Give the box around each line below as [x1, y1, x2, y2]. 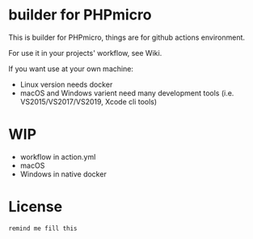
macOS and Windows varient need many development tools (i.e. [19, 87, 234, 98]
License [8, 198, 63, 216]
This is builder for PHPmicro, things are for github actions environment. [8, 32, 245, 42]
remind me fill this [8, 224, 78, 233]
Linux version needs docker [19, 79, 113, 89]
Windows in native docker [19, 169, 107, 179]
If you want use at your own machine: [8, 63, 133, 74]
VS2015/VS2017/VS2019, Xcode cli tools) [19, 96, 158, 106]
